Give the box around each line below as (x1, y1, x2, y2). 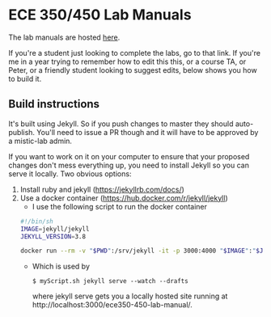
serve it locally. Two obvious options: (8, 168, 132, 179)
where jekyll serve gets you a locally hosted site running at (32, 291, 228, 301)
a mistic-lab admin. (8, 136, 73, 146)
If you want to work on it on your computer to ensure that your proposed (8, 151, 250, 161)
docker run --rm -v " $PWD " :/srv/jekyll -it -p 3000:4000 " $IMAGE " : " (19, 247, 256, 256)
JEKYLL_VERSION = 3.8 (19, 232, 87, 240)
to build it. (8, 74, 42, 83)
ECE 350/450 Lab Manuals (8, 6, 192, 24)
